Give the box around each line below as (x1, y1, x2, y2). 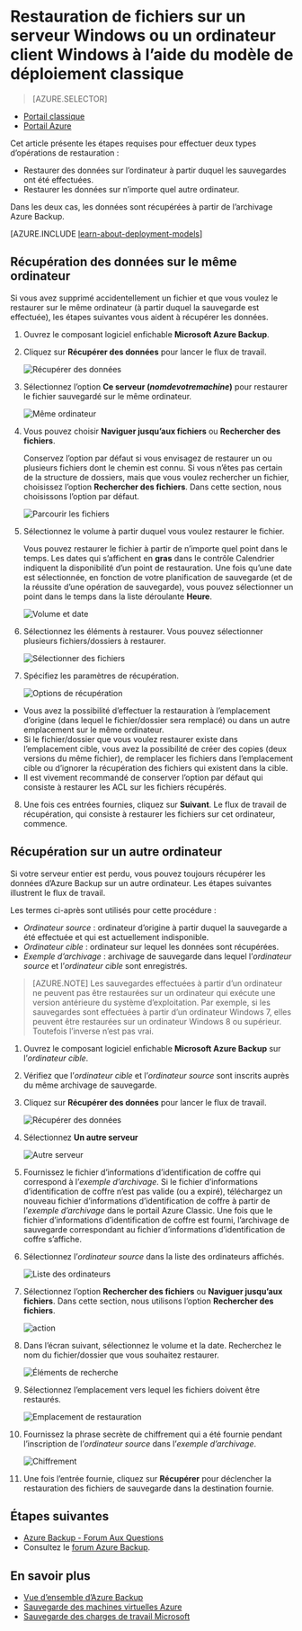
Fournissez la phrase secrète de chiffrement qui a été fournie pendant (22, 1429, 282, 1439)
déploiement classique (10, 64, 184, 85)
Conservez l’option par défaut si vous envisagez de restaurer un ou (22, 453, 272, 463)
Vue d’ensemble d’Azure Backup (22, 1592, 144, 1603)
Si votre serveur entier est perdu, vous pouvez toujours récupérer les (10, 868, 266, 879)
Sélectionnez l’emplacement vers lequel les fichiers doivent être (22, 1384, 260, 1395)
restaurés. (22, 1394, 61, 1404)
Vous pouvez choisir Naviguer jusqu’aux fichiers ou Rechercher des (22, 426, 281, 436)
